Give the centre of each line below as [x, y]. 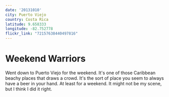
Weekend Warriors [46, 59]
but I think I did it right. [29, 89]
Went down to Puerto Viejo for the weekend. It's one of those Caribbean [80, 73]
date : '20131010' [24, 10]
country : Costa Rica [27, 19]
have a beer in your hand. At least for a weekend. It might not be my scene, [83, 83]
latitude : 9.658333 [26, 24]
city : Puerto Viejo [26, 15]
